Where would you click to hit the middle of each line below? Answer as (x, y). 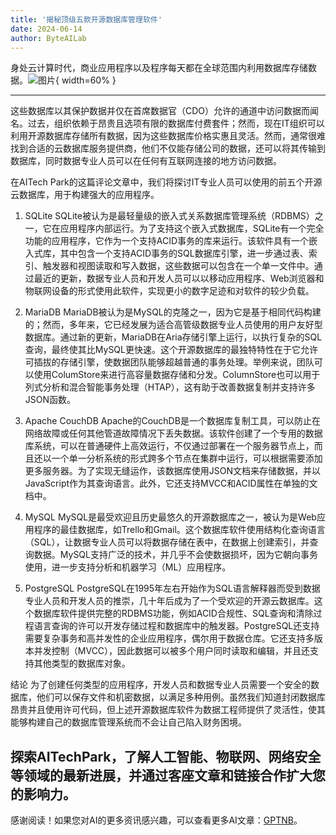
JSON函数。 (50, 400)
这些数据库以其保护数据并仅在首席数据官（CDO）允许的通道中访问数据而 (160, 111)
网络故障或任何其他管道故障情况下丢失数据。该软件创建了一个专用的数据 (173, 433)
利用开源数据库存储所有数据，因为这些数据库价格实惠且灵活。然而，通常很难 (168, 136)
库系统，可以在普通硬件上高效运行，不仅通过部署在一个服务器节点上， (169, 446)
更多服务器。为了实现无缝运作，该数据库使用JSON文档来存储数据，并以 (173, 471)
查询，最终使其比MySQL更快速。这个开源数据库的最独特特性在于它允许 (171, 350)
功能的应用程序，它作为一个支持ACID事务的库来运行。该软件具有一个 (167, 241)
